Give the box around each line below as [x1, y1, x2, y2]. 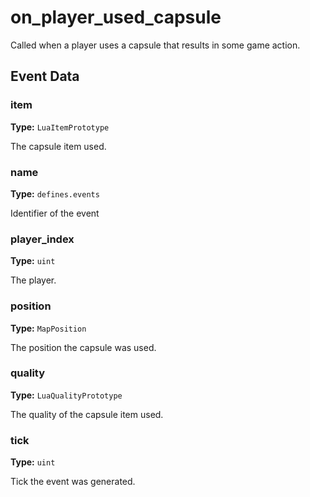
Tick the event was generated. [10, 476, 136, 488]
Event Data [10, 68, 80, 85]
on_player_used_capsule [10, 6, 222, 29]
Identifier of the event [10, 207, 100, 219]
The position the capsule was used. [10, 341, 157, 353]
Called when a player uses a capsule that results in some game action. [10, 39, 301, 51]
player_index [10, 232, 75, 246]
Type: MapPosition [10, 322, 87, 334]
